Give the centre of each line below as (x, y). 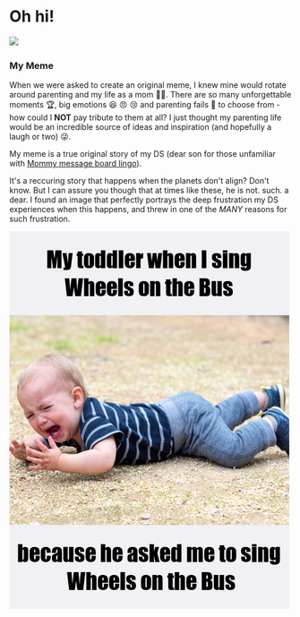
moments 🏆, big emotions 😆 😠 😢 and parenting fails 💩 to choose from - (145, 105)
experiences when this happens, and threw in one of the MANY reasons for (148, 210)
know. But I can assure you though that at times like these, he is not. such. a (149, 191)
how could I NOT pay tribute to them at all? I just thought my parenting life (146, 117)
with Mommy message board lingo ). (76, 164)
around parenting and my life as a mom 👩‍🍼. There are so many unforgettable (150, 95)
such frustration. (40, 219)
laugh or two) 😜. (40, 137)
